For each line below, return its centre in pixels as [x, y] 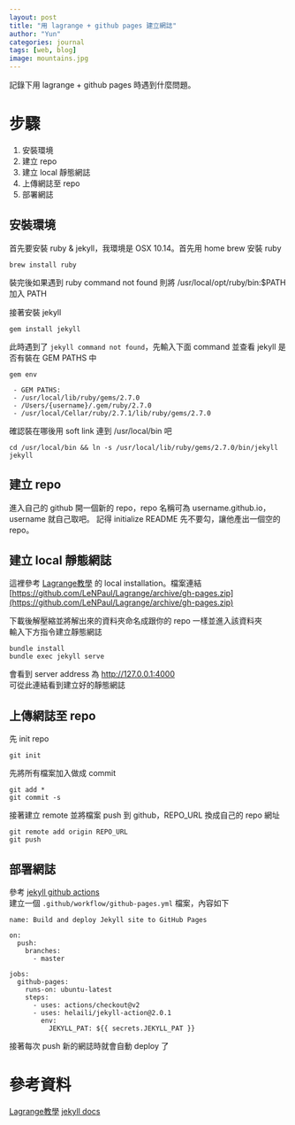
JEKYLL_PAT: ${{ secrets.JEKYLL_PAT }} [122, 1028]
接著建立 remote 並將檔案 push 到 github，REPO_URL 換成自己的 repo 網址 [145, 815]
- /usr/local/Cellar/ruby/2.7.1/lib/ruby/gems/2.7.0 [112, 413]
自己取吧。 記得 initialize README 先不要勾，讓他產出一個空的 [168, 518]
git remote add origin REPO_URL [68, 832]
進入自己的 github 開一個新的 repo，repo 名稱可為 [100, 508]
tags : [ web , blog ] [43, 50]
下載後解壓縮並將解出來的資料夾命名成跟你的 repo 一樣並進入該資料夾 [136, 621]
